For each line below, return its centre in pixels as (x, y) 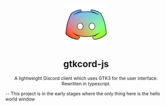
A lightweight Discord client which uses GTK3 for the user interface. (86, 78)
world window (20, 99)
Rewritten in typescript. (86, 83)
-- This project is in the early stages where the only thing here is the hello (83, 93)
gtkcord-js (86, 64)
